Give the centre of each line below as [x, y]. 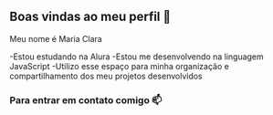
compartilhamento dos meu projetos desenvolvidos [106, 76]
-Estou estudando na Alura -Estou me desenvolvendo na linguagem [137, 57]
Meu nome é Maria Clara [56, 38]
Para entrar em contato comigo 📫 [86, 99]
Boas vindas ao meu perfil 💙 [90, 17]
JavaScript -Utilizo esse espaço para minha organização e [120, 66]
